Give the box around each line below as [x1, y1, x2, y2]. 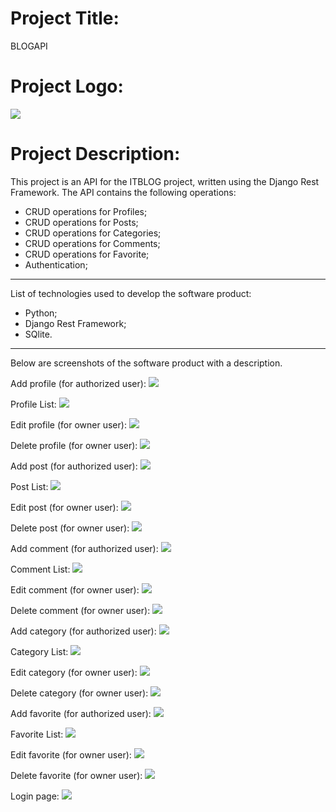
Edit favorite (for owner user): [10, 748, 132, 761]
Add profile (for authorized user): [10, 377, 147, 389]
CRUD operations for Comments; [24, 237, 161, 249]
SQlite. [24, 328, 53, 340]
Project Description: [10, 143, 181, 166]
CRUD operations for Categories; [24, 227, 162, 239]
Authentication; [24, 258, 88, 271]
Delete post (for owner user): [10, 522, 130, 534]
